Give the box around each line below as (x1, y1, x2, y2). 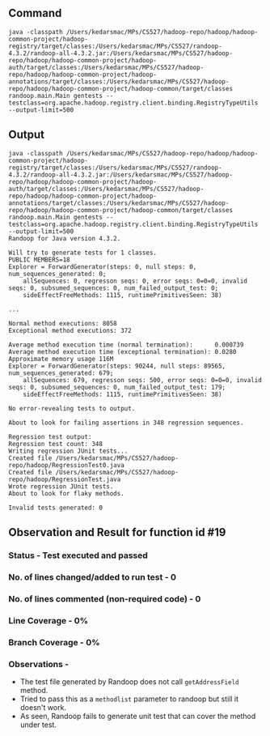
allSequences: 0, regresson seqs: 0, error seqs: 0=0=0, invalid (23, 277, 248, 285)
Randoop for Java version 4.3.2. (8, 234, 121, 242)
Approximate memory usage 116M (8, 355, 114, 363)
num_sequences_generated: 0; (8, 270, 107, 278)
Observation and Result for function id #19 (8, 525, 226, 539)
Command (8, 6, 62, 20)
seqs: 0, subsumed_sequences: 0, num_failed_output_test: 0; (8, 283, 219, 292)
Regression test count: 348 (8, 440, 103, 448)
